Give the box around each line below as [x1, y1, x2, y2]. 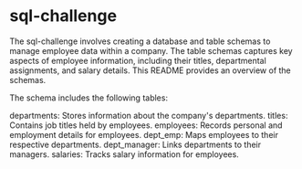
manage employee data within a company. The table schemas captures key [9, 45, 294, 56]
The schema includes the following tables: [9, 92, 169, 103]
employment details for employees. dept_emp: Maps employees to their [9, 129, 278, 140]
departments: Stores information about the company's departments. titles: [9, 110, 288, 121]
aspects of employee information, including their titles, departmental [9, 55, 266, 66]
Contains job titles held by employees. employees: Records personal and [9, 120, 283, 131]
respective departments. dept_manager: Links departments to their [9, 139, 262, 150]
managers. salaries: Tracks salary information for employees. [9, 148, 239, 160]
